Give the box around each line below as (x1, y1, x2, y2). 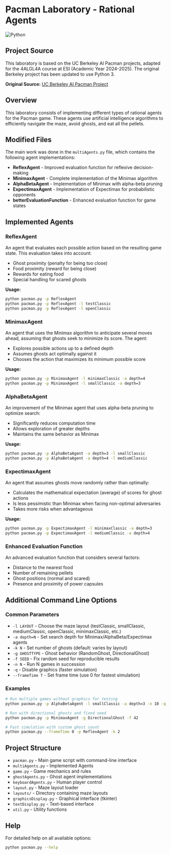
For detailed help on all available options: (5, 834, 92, 841)
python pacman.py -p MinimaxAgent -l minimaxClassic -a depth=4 (5, 376, 145, 381)
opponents (12, 192, 36, 198)
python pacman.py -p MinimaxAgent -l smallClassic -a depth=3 (5, 380, 141, 386)
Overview (5, 96, 37, 105)
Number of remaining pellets (12, 570, 73, 576)
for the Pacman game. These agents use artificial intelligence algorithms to (5, 115, 164, 121)
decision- (133, 165, 154, 171)
